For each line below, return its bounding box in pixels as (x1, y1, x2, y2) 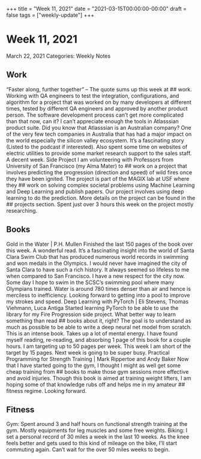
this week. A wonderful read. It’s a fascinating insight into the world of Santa (6, 246, 195, 254)
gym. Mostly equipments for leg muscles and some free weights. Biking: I (6, 427, 188, 434)
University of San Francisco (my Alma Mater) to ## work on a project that (6, 162, 187, 169)
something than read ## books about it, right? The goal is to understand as (6, 317, 191, 324)
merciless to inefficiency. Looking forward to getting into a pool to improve (6, 291, 190, 299)
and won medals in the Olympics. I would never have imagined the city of (6, 260, 187, 267)
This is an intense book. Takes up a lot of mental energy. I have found (6, 330, 178, 337)
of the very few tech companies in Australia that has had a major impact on (6, 130, 192, 138)
